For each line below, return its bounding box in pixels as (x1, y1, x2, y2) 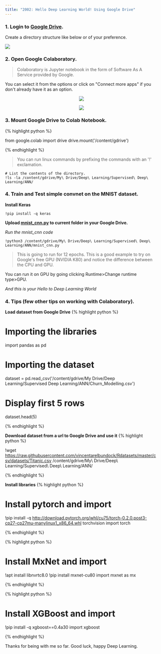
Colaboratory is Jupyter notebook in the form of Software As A (16, 67, 143, 73)
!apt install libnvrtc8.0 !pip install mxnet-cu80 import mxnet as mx (5, 572, 136, 578)
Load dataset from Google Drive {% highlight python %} (5, 309, 119, 315)
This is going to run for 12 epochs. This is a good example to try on (16, 251, 150, 257)
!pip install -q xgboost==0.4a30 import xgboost (5, 624, 100, 630)
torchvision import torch (82, 520, 131, 526)
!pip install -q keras (5, 211, 51, 216)
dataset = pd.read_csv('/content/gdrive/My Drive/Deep (5, 375, 115, 381)
